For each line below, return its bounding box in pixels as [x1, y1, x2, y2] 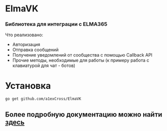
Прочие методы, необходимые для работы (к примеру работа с [12, 58, 150, 64]
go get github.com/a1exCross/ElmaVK [5, 96, 81, 102]
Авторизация [12, 42, 41, 48]
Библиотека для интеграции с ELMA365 [5, 21, 108, 28]
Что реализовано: [5, 32, 43, 38]
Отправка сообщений [12, 47, 59, 53]
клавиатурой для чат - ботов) [12, 63, 76, 68]
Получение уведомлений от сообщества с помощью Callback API [12, 52, 153, 58]
